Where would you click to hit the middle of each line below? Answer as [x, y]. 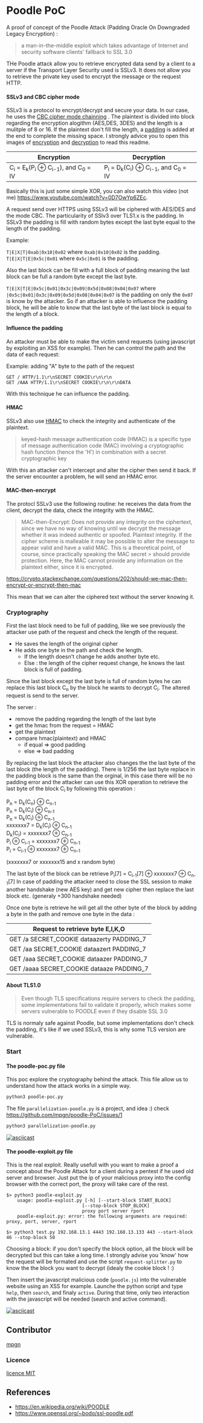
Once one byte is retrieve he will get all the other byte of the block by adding [101, 908]
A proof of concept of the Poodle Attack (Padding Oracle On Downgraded [98, 27]
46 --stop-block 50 [31, 1238]
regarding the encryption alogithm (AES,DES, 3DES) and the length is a [95, 123]
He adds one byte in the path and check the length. [79, 650]
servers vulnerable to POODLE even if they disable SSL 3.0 [94, 1012]
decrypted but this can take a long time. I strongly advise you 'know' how [98, 1255]
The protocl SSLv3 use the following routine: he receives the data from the [99, 503]
